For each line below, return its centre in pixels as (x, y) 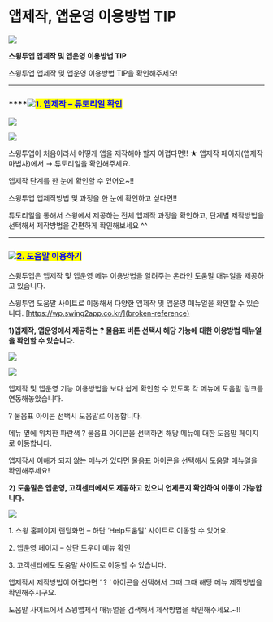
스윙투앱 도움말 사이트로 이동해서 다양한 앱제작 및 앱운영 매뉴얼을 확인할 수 (127, 303)
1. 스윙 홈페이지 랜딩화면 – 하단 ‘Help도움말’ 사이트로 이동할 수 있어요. (119, 530)
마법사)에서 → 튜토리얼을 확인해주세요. (70, 164)
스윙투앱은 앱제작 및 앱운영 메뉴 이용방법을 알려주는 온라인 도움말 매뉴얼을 (126, 275)
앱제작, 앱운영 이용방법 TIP (93, 17)
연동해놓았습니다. (36, 398)
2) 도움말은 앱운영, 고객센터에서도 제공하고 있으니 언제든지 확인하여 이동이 (125, 487)
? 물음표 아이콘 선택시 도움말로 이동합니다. (75, 416)
